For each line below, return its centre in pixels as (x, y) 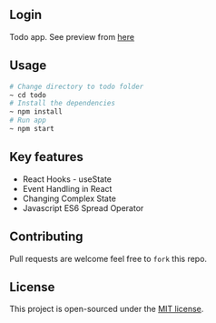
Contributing (46, 237)
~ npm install (36, 112)
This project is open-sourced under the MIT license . (107, 309)
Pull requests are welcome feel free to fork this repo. (108, 258)
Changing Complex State (69, 198)
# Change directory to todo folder (77, 86)
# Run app (28, 121)
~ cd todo (28, 95)
